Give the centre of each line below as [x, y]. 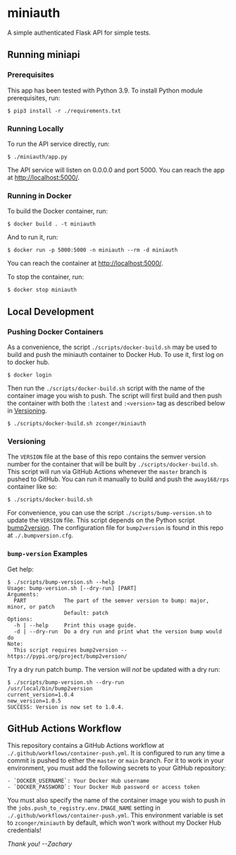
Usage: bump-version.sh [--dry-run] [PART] [72, 588]
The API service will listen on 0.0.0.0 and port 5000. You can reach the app [116, 170]
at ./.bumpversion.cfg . [41, 536]
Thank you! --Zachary [40, 844]
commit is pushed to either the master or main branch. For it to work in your [116, 760]
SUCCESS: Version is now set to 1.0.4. [66, 707]
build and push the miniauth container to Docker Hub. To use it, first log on [116, 354]
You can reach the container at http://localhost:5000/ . [85, 264]
